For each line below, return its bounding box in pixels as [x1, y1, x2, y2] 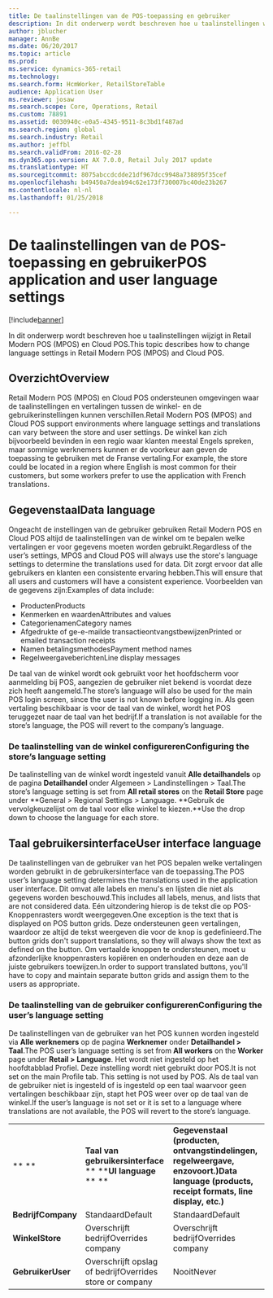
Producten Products [19, 601, 85, 611]
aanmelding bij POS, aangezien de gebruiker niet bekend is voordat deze [8, 678, 252, 687]
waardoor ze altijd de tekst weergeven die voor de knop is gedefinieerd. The [8, 927, 262, 937]
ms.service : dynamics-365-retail [8, 65, 122, 73]
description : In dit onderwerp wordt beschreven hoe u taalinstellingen [8, 20, 260, 28]
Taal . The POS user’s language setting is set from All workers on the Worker [8, 1046, 264, 1055]
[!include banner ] [8, 314, 64, 324]
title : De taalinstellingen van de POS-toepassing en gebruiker [8, 11, 231, 20]
